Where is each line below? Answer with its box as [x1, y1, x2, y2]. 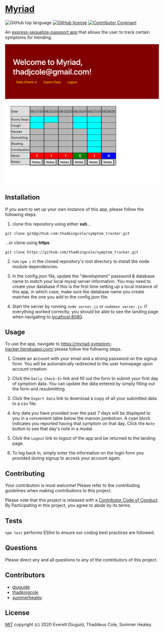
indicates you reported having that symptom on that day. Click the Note [12, 421, 155, 427]
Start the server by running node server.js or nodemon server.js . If [12, 303, 147, 309]
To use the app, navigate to [5, 341, 60, 347]
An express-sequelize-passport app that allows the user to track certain [5, 29, 150, 35]
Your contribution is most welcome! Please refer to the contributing [5, 482, 140, 488]
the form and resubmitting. [12, 386, 66, 392]
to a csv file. [12, 401, 37, 406]
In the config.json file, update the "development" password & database [12, 273, 155, 279]
